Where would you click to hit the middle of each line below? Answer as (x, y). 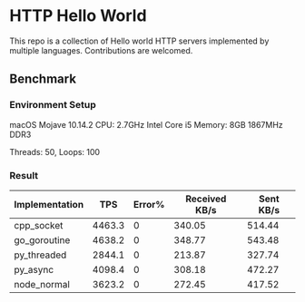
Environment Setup (53, 105)
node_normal (42, 284)
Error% (149, 204)
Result (24, 175)
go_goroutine (42, 239)
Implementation (49, 204)
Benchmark (43, 79)
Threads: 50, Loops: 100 (55, 151)
